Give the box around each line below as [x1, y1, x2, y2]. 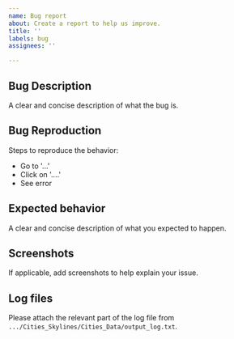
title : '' [8, 27, 42, 35]
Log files [8, 291, 53, 305]
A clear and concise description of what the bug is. [8, 100, 179, 110]
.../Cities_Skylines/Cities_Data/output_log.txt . [8, 321, 178, 332]
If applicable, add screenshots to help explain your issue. [8, 268, 198, 278]
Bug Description [8, 78, 91, 93]
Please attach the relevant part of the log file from [8, 313, 175, 323]
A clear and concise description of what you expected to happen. [8, 223, 227, 233]
